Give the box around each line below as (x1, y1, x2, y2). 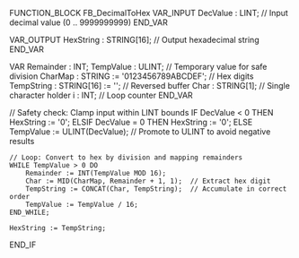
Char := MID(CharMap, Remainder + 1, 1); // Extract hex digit (25, 176, 271, 185)
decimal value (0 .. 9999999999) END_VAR (9, 17, 168, 28)
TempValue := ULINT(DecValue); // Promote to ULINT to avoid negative (9, 126, 271, 137)
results (9, 136, 35, 146)
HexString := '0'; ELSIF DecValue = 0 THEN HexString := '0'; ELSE (9, 116, 253, 127)
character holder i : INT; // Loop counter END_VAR (9, 90, 193, 100)
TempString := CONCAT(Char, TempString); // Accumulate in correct (25, 185, 287, 193)
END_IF (9, 239, 37, 250)
